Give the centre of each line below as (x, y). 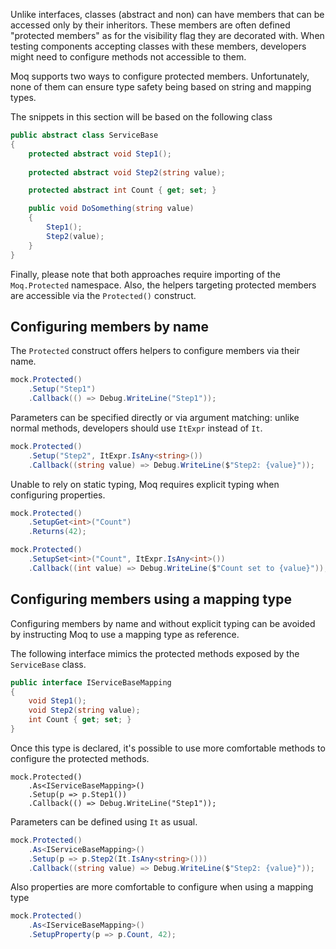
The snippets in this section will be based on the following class (141, 117)
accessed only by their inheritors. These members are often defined (150, 25)
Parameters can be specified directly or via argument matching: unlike (155, 417)
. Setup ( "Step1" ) (62, 389)
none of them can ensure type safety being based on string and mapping (161, 87)
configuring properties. (58, 495)
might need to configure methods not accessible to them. (128, 57)
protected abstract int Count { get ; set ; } (122, 190)
